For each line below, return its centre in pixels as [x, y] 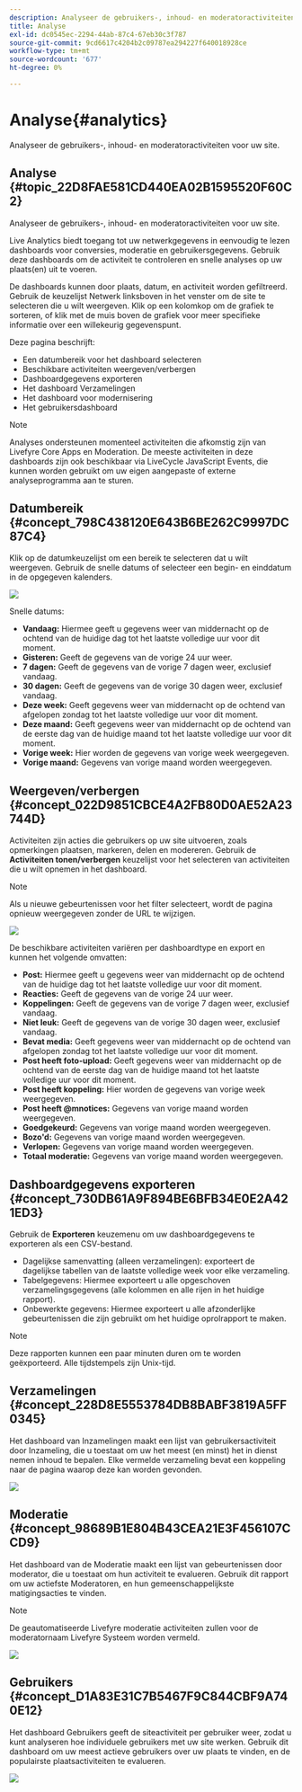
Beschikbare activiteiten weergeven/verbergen [109, 368]
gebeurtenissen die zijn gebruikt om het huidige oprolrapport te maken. [154, 1318]
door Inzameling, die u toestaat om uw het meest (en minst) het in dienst [143, 1450]
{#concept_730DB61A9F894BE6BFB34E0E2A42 [149, 1198]
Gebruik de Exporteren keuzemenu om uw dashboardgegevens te [132, 1234]
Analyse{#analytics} [89, 120]
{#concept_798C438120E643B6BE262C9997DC [149, 523]
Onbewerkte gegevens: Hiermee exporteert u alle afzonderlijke [139, 1309]
